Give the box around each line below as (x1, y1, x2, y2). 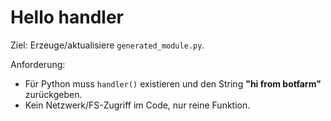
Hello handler (10, 6, 125, 29)
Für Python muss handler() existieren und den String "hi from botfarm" (24, 77, 322, 90)
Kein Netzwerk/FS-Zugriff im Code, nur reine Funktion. (24, 99, 251, 111)
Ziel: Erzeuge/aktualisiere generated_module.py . (10, 39, 205, 51)
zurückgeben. (24, 88, 83, 100)
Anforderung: (10, 58, 66, 70)
